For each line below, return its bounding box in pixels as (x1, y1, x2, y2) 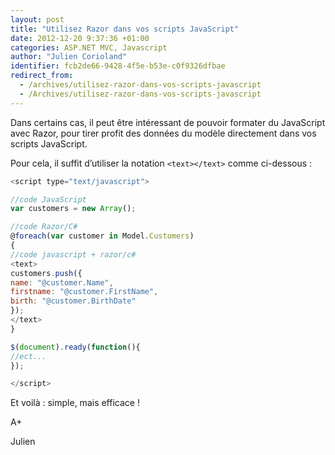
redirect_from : (10, 71, 74, 81)
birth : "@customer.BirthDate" (10, 296, 137, 306)
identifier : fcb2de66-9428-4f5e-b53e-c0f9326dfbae (10, 61, 226, 71)
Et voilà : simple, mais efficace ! (10, 397, 140, 409)
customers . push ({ (10, 268, 83, 278)
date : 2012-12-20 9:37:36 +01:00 (10, 33, 150, 43)
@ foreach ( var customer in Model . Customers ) (10, 231, 195, 241)
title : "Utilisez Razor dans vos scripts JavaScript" (10, 24, 240, 34)
